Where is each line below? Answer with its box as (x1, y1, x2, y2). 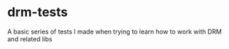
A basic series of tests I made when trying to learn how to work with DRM (7, 27, 222, 36)
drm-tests (7, 4, 68, 20)
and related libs (7, 34, 52, 43)
